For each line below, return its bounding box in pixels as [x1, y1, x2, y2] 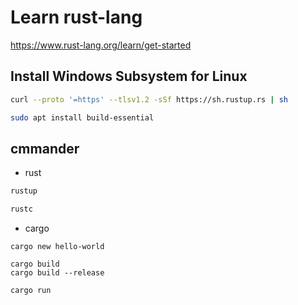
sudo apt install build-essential [10, 112, 155, 123]
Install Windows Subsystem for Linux [10, 68, 248, 85]
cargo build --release [10, 268, 105, 278]
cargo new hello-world [10, 242, 105, 252]
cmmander [10, 140, 80, 157]
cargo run [10, 286, 52, 296]
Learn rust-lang [10, 6, 143, 29]
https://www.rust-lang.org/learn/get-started [10, 39, 192, 51]
